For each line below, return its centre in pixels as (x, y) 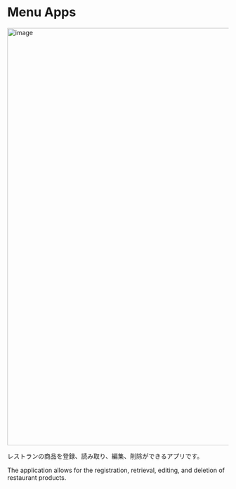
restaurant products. (37, 477)
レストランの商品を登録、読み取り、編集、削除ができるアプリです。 (105, 456)
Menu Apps (42, 12)
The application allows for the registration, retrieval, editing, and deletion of (116, 470)
